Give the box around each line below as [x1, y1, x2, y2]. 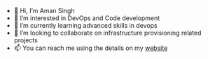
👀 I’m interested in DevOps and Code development [13, 14, 160, 22]
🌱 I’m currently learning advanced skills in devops [13, 22, 158, 29]
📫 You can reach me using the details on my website [13, 44, 168, 52]
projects [13, 36, 39, 44]
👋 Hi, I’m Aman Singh [13, 7, 75, 15]
